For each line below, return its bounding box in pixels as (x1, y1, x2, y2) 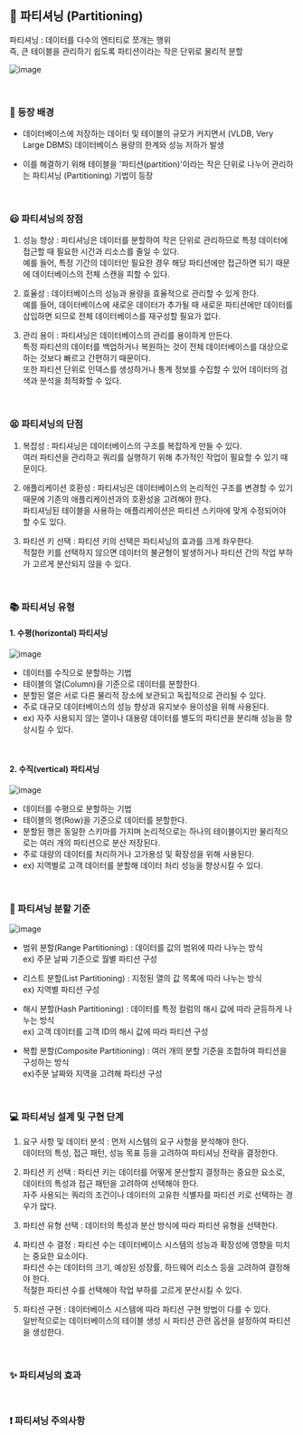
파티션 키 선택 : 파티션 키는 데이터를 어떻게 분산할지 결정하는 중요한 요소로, (22, 1167, 286, 1177)
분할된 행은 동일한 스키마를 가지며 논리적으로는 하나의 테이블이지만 (22, 826, 258, 837)
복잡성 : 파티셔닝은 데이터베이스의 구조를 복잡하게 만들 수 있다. (22, 440, 242, 451)
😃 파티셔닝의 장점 (9, 212, 84, 225)
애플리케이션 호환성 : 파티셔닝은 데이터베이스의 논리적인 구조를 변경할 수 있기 (22, 482, 294, 493)
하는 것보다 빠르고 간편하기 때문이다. (22, 353, 151, 364)
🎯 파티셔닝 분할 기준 (9, 902, 90, 914)
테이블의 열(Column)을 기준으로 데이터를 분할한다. (22, 678, 201, 689)
